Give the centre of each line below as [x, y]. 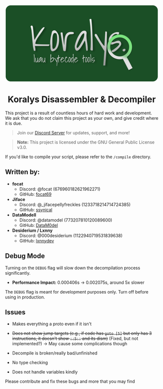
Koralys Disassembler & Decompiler [82, 100]
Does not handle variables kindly [45, 372]
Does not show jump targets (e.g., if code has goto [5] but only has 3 [82, 333]
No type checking [30, 363]
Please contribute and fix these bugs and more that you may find [70, 381]
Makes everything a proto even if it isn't [52, 324]
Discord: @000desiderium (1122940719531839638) [71, 235]
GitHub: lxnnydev [37, 241]
